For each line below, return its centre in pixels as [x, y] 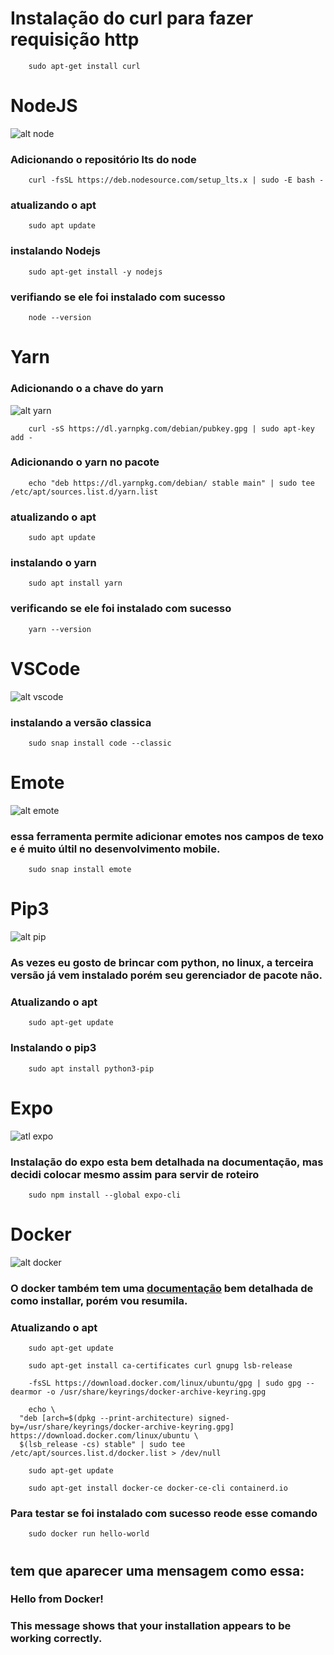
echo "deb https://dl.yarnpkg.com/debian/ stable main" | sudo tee [171, 483]
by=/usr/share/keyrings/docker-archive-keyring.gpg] [122, 1427]
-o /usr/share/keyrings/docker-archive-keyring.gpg [156, 1392]
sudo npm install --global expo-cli [105, 1195]
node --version [60, 318]
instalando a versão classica [81, 722]
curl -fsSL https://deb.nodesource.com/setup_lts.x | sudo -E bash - [176, 180]
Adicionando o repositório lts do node [103, 159]
